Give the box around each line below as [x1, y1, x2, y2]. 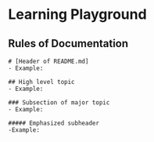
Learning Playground [8, 5, 147, 24]
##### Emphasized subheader [8, 119, 100, 127]
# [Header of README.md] [8, 57, 89, 65]
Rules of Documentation [8, 37, 129, 50]
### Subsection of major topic [8, 99, 110, 107]
